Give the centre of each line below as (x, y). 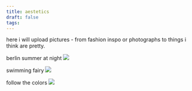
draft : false (22, 17)
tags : (13, 23)
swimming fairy (25, 70)
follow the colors (27, 83)
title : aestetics (28, 12)
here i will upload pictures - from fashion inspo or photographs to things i (96, 40)
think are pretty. (26, 46)
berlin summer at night (34, 58)
